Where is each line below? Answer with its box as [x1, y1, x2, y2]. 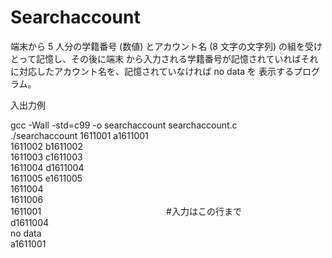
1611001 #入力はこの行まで [10, 205, 242, 217]
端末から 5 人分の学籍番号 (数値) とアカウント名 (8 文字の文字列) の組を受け [10, 40, 323, 52]
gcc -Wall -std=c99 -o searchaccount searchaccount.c [10, 119, 238, 131]
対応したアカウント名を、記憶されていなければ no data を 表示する [18, 65, 294, 77]
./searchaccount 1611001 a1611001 [10, 129, 149, 141]
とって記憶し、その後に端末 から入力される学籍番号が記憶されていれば [10, 52, 302, 65]
